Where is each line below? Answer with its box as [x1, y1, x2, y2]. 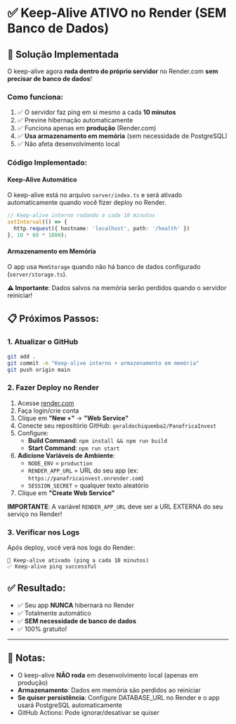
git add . [7, 353, 37, 360]
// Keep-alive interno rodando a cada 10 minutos [7, 212, 156, 219]
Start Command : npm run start [27, 444, 120, 452]
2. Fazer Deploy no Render [7, 382, 100, 392]
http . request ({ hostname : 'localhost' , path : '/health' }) [13, 225, 190, 232]
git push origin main [7, 366, 71, 373]
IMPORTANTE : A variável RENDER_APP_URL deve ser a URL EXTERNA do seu [7, 502, 223, 511]
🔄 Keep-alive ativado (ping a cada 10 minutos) [7, 557, 150, 564]
